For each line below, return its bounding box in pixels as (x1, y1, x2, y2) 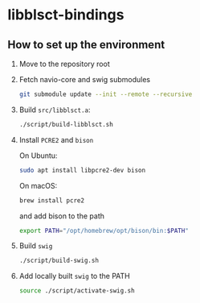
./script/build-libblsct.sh (18, 120, 113, 128)
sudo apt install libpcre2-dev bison (18, 166, 146, 174)
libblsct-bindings (7, 6, 124, 24)
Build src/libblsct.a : (18, 105, 91, 114)
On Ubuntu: (18, 151, 58, 160)
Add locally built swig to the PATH (18, 272, 130, 281)
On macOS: (18, 181, 58, 190)
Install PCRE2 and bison (18, 135, 94, 144)
